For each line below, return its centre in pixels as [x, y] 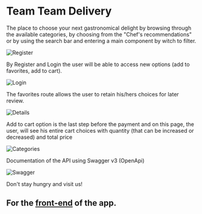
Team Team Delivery [59, 11]
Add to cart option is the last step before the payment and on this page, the [100, 124]
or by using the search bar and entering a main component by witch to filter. [101, 41]
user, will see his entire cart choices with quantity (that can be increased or [100, 130]
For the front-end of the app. [61, 203]
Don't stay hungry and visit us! [45, 184]
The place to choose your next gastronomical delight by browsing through [99, 28]
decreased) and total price [39, 137]
